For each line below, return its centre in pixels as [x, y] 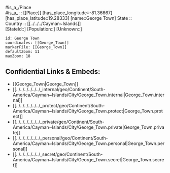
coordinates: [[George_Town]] [37, 43]
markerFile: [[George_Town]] [36, 47]
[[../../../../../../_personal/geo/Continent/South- [60, 138]
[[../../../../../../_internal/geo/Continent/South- [59, 89]
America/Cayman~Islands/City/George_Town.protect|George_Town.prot [88, 111]
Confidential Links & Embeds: [53, 71]
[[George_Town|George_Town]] [45, 84]
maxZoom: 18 [18, 56]
